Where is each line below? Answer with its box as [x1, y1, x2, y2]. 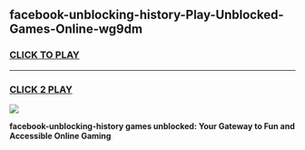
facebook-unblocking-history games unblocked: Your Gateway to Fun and [9, 120, 295, 131]
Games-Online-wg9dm [9, 22, 143, 37]
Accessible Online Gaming [9, 130, 112, 141]
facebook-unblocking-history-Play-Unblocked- [9, 7, 284, 23]
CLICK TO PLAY [9, 49, 80, 62]
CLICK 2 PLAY [9, 83, 73, 95]
